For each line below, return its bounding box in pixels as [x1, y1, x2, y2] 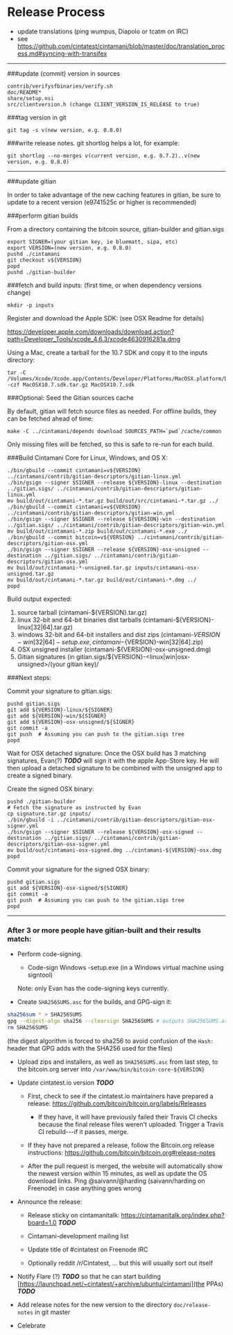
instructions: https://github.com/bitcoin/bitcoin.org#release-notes [27, 1148, 216, 1156]
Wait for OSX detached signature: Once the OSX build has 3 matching [7, 749, 207, 757]
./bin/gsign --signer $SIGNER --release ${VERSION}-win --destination [7, 515, 216, 522]
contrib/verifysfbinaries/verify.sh [7, 83, 113, 90]
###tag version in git [7, 113, 67, 122]
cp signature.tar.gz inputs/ [7, 810, 92, 817]
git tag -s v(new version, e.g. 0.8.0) [7, 127, 123, 133]
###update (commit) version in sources [7, 69, 120, 77]
